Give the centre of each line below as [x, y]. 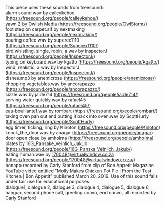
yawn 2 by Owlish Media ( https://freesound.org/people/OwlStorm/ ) [76, 24]
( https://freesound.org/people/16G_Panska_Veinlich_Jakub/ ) [69, 149]
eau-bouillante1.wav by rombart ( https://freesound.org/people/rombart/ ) [81, 111]
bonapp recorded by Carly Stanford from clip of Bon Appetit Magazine [79, 165]
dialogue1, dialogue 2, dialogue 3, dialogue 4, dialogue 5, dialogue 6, [78, 187]
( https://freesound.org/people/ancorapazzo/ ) [53, 89]
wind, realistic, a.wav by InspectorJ [43, 67]
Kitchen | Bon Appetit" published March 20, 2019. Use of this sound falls [81, 176]
